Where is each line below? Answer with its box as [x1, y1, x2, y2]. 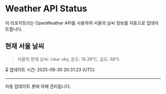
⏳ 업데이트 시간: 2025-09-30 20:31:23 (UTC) [5, 66, 95, 72]
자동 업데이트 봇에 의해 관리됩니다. [5, 83, 71, 89]
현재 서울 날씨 [5, 42, 44, 50]
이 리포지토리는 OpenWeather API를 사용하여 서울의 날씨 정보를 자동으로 [5, 20, 146, 26]
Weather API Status [5, 3, 87, 14]
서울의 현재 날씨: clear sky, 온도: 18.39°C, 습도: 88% [17, 56, 120, 62]
